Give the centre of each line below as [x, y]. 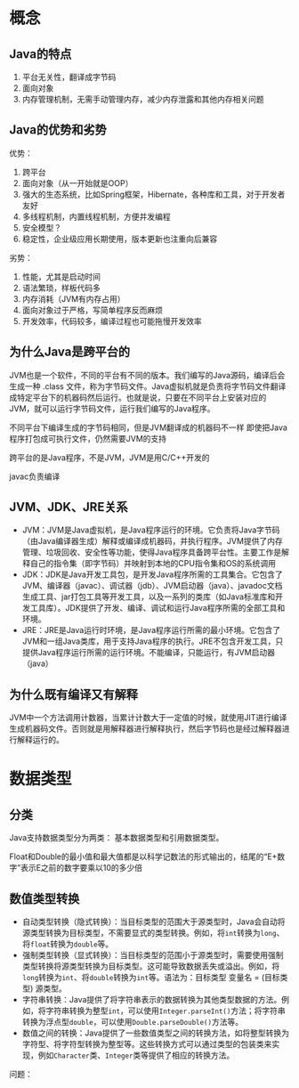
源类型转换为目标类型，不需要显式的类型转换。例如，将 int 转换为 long [149, 933]
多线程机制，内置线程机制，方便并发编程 [96, 216]
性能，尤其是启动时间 [61, 276]
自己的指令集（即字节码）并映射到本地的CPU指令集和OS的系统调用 [153, 564]
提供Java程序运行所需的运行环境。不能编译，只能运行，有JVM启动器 [149, 653]
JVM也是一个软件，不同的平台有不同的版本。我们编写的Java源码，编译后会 [147, 375]
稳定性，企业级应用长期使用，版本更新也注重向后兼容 [120, 239]
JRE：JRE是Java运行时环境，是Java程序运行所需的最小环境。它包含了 [151, 630]
